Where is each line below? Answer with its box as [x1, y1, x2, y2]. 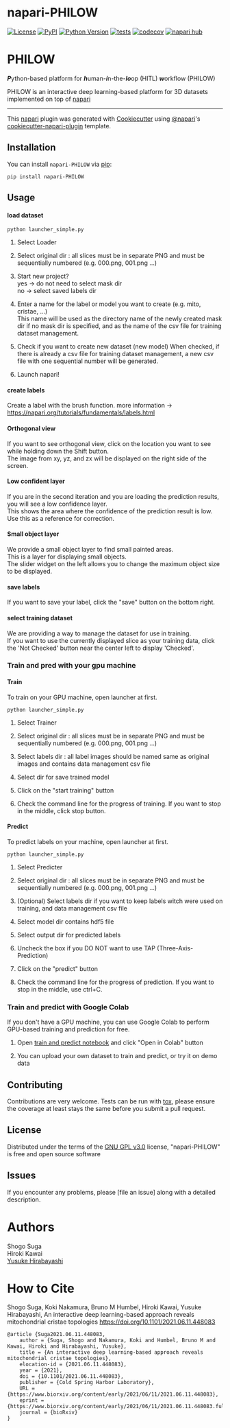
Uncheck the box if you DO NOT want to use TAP [16, 944, 156, 952]
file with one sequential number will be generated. [16, 357, 159, 365]
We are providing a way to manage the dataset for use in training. [7, 629, 192, 637]
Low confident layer [7, 477, 65, 485]
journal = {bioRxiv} [19, 1409, 78, 1416]
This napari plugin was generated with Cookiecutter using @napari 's [7, 115, 201, 123]
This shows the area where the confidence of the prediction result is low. [7, 506, 213, 515]
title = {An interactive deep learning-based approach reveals [19, 1349, 204, 1356]
